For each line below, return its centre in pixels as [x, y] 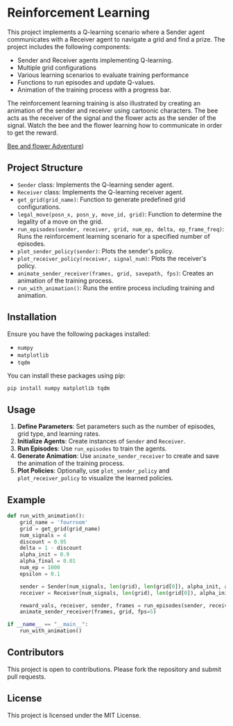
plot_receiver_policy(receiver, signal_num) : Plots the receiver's [112, 258]
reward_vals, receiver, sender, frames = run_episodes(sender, [113, 605]
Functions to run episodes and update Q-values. [86, 82]
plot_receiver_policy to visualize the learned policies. [95, 478]
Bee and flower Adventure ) [46, 146]
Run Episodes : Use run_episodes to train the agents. [92, 448]
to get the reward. [33, 133]
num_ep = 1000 [40, 568]
